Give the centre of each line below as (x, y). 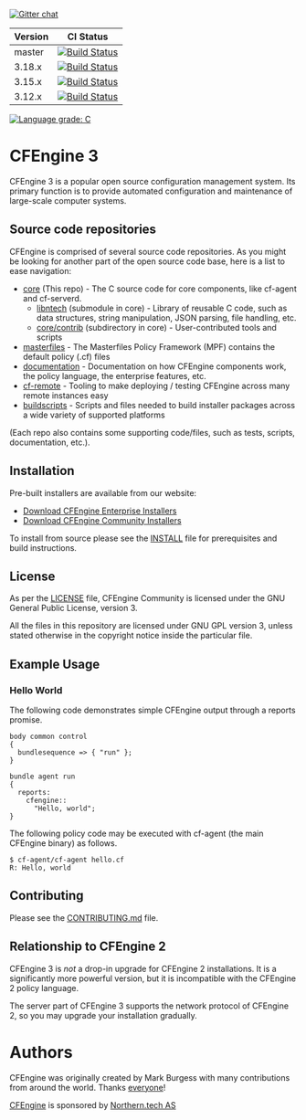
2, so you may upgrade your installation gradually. (104, 1015)
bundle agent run (42, 777)
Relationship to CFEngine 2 (88, 947)
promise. (26, 720)
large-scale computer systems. (68, 200)
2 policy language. (44, 988)
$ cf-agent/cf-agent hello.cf (67, 860)
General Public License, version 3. (74, 608)
